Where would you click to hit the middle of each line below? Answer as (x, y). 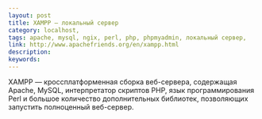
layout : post (30, 15)
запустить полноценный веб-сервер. (71, 106)
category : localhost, (44, 30)
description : (30, 52)
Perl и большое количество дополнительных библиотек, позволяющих (128, 99)
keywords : (25, 60)
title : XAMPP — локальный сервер (64, 23)
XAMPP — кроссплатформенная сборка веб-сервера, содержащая (123, 82)
